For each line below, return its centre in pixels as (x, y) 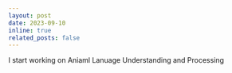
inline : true (30, 30)
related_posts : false (44, 38)
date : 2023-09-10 (37, 23)
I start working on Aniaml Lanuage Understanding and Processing (116, 60)
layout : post (30, 15)
